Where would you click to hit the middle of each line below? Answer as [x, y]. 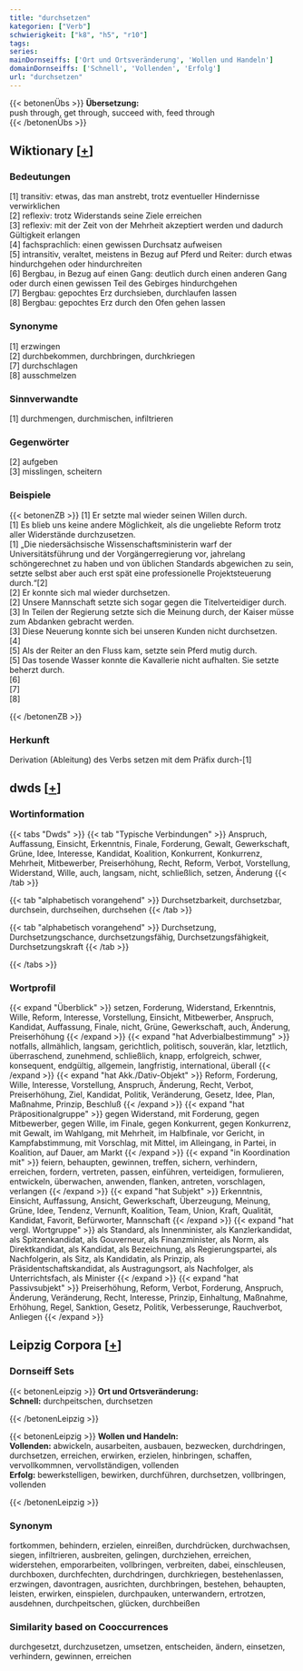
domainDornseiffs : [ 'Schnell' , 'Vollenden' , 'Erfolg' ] [115, 69]
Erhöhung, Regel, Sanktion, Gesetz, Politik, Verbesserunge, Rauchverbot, [146, 1307]
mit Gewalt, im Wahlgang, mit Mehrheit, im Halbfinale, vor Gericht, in [137, 1132]
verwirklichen [35, 206]
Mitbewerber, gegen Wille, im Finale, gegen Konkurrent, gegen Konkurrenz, [151, 1123]
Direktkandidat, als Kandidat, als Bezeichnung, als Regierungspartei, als [143, 1249]
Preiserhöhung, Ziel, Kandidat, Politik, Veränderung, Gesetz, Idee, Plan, [142, 1094]
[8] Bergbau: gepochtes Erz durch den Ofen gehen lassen [117, 303]
